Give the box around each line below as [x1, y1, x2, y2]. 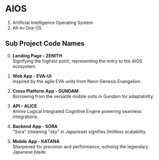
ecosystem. [12, 63, 36, 69]
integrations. [12, 113, 38, 119]
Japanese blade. [12, 148, 47, 155]
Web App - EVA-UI [12, 73, 51, 79]
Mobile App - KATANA [12, 138, 60, 144]
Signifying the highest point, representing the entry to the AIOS [12, 58, 142, 64]
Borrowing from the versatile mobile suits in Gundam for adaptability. [12, 93, 154, 99]
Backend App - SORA [12, 123, 58, 129]
